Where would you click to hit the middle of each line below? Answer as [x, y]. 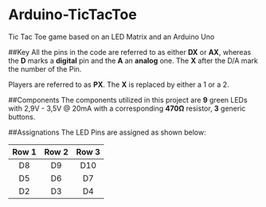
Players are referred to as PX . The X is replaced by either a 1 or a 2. [119, 84]
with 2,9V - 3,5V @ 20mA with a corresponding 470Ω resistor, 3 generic [127, 108]
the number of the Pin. [45, 68]
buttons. [22, 116]
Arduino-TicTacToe [72, 15]
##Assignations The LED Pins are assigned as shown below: [107, 132]
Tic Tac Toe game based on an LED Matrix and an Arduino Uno [111, 37]
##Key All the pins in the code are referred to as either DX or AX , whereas [130, 52]
